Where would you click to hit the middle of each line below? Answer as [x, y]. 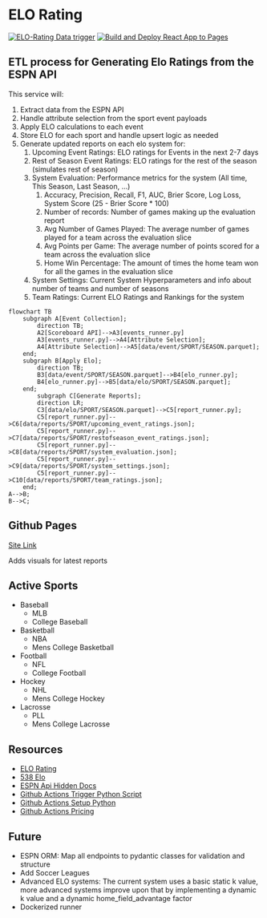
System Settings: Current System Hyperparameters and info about [142, 280]
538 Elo [32, 777]
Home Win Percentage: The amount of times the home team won [151, 263]
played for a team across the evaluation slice [118, 237]
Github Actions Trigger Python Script [81, 795]
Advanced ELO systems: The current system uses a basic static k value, [139, 881]
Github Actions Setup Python [68, 803]
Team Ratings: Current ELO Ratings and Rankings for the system [138, 297]
